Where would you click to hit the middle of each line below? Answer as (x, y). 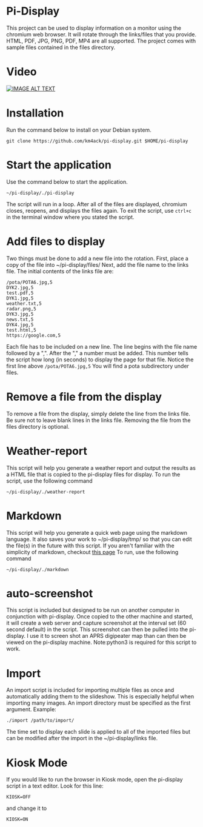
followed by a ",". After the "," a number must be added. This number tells (98, 353)
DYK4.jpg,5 (20, 325)
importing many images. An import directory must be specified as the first (98, 703)
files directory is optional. (38, 426)
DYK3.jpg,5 (20, 314)
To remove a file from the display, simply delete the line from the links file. (98, 413)
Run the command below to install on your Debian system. (79, 130)
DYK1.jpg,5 (20, 298)
